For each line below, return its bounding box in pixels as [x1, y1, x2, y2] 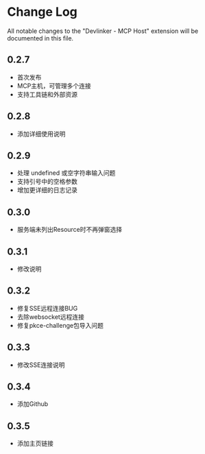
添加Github [16, 400, 49, 408]
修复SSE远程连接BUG [16, 304, 78, 312]
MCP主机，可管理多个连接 [16, 82, 91, 90]
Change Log [7, 4, 77, 20]
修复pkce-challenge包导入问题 [16, 321, 104, 329]
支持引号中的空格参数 [16, 178, 77, 186]
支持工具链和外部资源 [16, 90, 77, 98]
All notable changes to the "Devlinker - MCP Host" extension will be [7, 27, 199, 35]
